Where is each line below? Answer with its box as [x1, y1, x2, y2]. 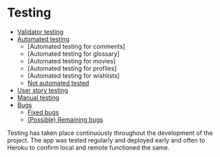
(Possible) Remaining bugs [27, 115, 103, 123]
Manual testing [16, 93, 60, 101]
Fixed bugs [27, 108, 60, 116]
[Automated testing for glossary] [27, 50, 120, 58]
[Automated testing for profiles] [27, 64, 117, 72]
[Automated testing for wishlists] [27, 71, 120, 80]
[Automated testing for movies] [27, 56, 116, 65]
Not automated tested [27, 78, 89, 87]
